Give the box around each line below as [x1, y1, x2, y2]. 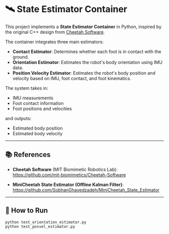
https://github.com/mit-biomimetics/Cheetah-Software [12, 171, 126, 178]
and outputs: [5, 115, 32, 121]
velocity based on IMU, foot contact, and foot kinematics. [12, 75, 132, 81]
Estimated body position [12, 125, 63, 131]
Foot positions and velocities [12, 105, 72, 111]
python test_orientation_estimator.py [5, 219, 87, 224]
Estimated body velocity [12, 130, 63, 136]
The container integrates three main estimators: [5, 38, 104, 45]
